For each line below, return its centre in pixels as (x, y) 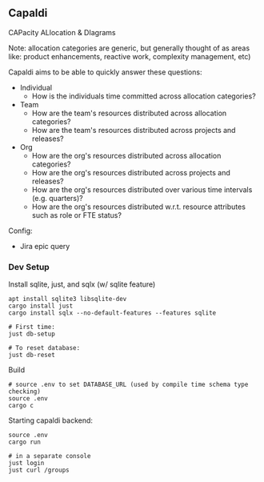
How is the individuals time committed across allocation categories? (144, 96)
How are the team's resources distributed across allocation (129, 113)
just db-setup (32, 334)
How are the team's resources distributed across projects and (134, 130)
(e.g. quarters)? (58, 198)
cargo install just (41, 306)
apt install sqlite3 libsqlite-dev (68, 299)
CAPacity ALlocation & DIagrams (62, 32)
